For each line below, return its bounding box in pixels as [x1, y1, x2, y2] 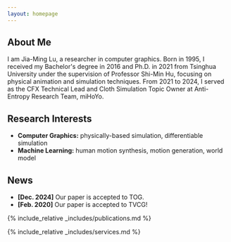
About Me [7, 37, 51, 49]
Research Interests [7, 113, 92, 125]
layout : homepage [7, 10, 58, 18]
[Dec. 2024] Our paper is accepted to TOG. [17, 193, 144, 201]
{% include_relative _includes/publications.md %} [7, 214, 151, 222]
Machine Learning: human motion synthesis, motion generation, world [17, 146, 223, 155]
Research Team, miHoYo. [31, 92, 104, 101]
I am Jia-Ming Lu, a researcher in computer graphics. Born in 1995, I [7, 55, 205, 63]
